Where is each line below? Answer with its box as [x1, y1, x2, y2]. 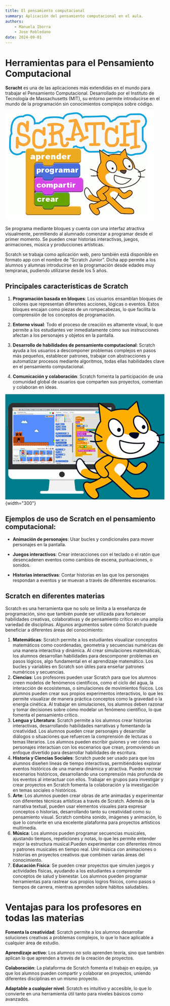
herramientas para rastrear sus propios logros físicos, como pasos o [12, 878, 155, 885]
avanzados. [5, 996, 29, 1002]
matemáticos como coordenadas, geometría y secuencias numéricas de [12, 642, 163, 648]
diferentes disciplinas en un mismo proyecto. [5, 975, 99, 981]
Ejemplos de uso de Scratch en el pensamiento [5, 515, 156, 523]
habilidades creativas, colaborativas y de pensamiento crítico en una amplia [5, 616, 163, 622]
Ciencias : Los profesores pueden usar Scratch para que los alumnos [12, 674, 156, 680]
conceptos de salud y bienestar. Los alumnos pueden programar [12, 873, 148, 879]
